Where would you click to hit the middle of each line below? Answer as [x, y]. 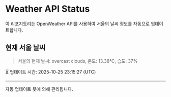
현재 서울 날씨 [25, 48]
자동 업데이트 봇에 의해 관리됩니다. [39, 89]
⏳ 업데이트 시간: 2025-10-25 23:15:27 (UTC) [51, 71]
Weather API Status [48, 9]
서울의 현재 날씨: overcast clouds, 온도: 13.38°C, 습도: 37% [78, 61]
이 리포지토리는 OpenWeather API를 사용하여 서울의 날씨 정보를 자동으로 [78, 23]
